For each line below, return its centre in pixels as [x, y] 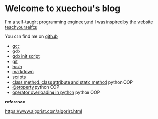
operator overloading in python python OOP [56, 92]
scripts [19, 77]
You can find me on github [32, 36]
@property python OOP [36, 87]
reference [15, 102]
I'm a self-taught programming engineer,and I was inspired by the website [79, 22]
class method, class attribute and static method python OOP [72, 82]
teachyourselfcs [21, 27]
